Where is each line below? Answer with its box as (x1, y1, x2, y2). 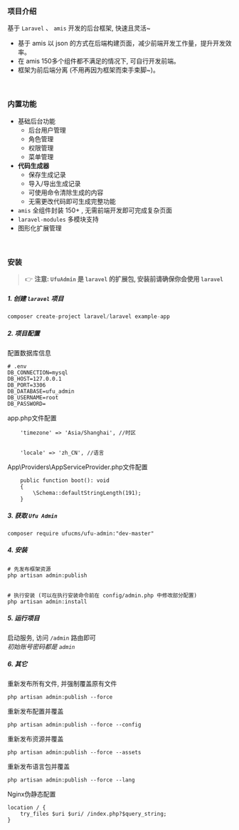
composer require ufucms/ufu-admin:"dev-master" (7, 530, 154, 537)
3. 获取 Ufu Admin (7, 511, 58, 520)
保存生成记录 (28, 170, 66, 179)
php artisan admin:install (7, 598, 87, 605)
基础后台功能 (17, 116, 55, 125)
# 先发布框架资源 (7, 565, 51, 573)
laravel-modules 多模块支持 (17, 215, 100, 223)
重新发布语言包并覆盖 (7, 762, 70, 771)
